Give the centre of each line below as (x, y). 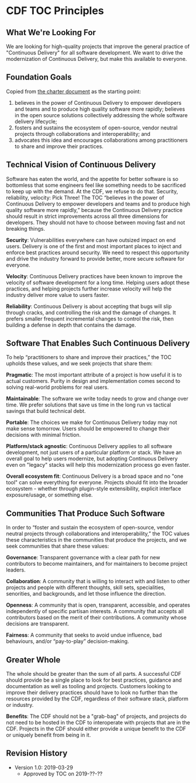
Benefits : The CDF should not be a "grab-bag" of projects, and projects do (97, 716)
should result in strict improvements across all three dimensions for (87, 216)
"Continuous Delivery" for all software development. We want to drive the (94, 53)
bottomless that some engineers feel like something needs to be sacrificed (96, 185)
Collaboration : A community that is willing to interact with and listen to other (98, 582)
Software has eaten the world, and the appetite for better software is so (92, 179)
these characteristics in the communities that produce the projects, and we (97, 540)
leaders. (16, 570)
